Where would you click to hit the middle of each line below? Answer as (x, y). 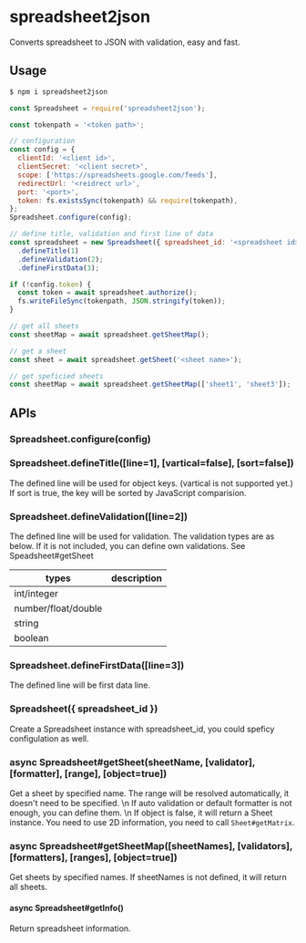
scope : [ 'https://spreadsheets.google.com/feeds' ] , (118, 175)
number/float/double (58, 608)
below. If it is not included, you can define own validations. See (127, 546)
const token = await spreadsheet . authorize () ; (107, 293)
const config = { (42, 150)
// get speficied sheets (56, 376)
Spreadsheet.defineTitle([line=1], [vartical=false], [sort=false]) (152, 463)
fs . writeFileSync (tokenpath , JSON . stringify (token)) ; (122, 301)
